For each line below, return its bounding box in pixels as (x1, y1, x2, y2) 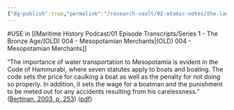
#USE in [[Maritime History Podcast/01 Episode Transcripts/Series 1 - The (7, 29, 218, 38)
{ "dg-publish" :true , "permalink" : (7, 10, 104, 17)
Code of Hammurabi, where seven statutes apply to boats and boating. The (7, 65, 224, 73)
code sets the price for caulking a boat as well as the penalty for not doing (7, 72, 221, 81)
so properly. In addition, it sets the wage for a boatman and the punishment (7, 79, 223, 88)
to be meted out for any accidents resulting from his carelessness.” (7, 87, 200, 95)
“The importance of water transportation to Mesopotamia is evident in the (7, 57, 219, 66)
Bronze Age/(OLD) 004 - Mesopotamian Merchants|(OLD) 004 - (7, 36, 192, 45)
